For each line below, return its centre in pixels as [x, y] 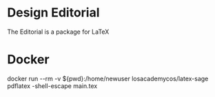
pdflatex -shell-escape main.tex [52, 86]
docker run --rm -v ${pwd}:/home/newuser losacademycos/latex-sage [108, 78]
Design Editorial [53, 13]
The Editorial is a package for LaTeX [58, 32]
